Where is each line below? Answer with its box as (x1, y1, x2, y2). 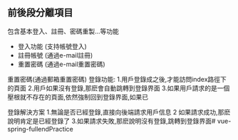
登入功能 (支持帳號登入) (17, 42, 87, 50)
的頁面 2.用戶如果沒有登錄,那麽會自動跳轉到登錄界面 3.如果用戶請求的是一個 (7, 84, 230, 92)
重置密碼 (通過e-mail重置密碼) (17, 60, 105, 68)
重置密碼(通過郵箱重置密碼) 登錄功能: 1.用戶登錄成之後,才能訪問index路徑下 (7, 75, 227, 83)
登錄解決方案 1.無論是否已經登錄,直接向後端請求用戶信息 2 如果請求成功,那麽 (7, 107, 231, 116)
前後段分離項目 (7, 6, 73, 19)
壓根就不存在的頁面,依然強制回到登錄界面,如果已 (7, 92, 149, 101)
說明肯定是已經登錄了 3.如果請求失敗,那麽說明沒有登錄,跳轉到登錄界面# (7, 117, 216, 125)
